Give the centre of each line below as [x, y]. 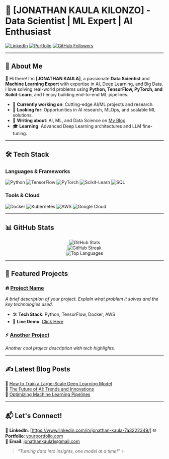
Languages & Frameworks [38, 171]
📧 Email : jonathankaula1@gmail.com [43, 441]
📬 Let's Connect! [34, 416]
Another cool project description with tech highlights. [60, 348]
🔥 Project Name [25, 288]
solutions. [23, 115]
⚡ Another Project [27, 335]
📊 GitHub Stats [30, 228]
